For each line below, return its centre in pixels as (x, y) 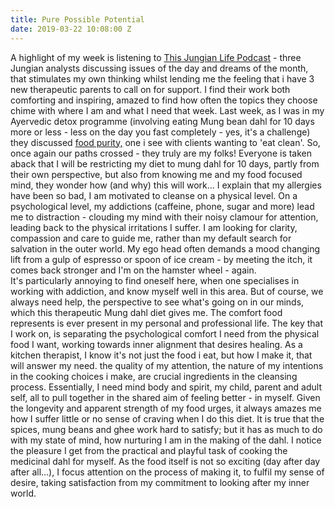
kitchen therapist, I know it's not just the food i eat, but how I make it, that (161, 355)
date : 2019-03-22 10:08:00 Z (71, 29)
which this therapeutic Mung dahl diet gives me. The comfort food (146, 312)
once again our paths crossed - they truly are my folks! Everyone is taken (161, 153)
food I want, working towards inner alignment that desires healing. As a (156, 344)
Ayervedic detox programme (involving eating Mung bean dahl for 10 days (162, 121)
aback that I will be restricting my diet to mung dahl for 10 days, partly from (165, 163)
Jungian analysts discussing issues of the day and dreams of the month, (159, 68)
